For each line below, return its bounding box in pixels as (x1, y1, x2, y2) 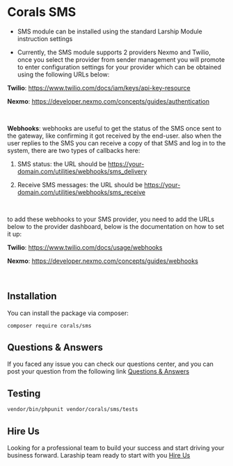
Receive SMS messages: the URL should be (17, 180, 143, 188)
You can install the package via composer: (7, 309, 129, 317)
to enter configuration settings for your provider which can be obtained (17, 63, 221, 71)
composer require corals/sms (7, 322, 92, 329)
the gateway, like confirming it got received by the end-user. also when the (7, 131, 222, 140)
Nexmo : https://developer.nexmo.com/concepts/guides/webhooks (7, 257, 198, 265)
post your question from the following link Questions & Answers (7, 367, 190, 376)
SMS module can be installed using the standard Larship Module (17, 27, 203, 35)
